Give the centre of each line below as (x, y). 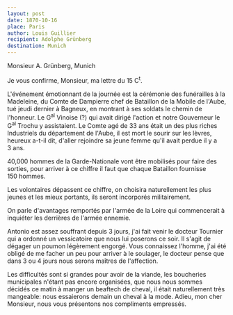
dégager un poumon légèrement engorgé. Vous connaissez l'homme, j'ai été (117, 246)
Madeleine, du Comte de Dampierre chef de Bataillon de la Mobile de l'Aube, (117, 101)
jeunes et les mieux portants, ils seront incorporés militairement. (99, 197)
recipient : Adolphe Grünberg (49, 40)
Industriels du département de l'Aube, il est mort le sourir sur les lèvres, (110, 133)
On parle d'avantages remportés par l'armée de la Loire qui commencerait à (116, 210)
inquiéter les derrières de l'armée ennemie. (69, 218)
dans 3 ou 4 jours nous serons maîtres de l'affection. (83, 261)
